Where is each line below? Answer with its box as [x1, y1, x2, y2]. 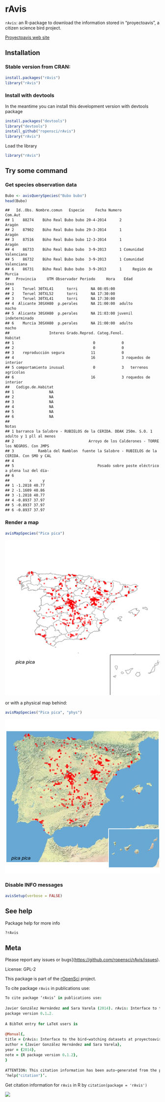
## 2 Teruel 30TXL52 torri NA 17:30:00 [5, 291, 115, 296]
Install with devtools [5, 92, 55, 99]
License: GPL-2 [5, 966, 36, 972]
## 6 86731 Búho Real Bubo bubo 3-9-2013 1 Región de [5, 267, 153, 272]
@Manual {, [5, 1032, 26, 1037]
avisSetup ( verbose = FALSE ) [5, 893, 63, 898]
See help [5, 907, 33, 915]
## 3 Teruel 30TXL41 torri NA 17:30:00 [5, 296, 115, 301]
